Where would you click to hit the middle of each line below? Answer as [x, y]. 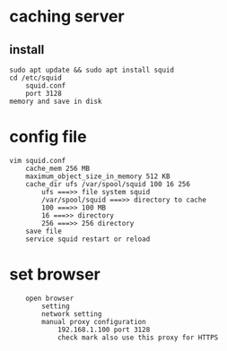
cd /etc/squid [36, 78]
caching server [67, 17]
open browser [50, 298]
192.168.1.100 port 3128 [104, 330]
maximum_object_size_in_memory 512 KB [98, 176]
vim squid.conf [38, 160]
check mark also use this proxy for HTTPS [138, 338]
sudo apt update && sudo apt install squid [92, 70]
